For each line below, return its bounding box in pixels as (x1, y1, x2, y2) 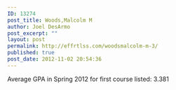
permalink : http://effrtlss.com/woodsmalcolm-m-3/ (7, 43, 158, 50)
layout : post (7, 36, 46, 43)
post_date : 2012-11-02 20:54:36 (7, 56, 102, 63)
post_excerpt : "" (7, 29, 58, 37)
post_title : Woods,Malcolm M (7, 17, 93, 24)
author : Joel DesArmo (7, 23, 71, 30)
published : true (7, 50, 55, 57)
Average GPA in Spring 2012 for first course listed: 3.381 (7, 75, 170, 83)
